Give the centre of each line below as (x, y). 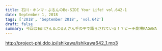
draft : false (19, 24)
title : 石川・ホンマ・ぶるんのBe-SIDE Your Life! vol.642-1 (66, 10)
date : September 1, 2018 (32, 15)
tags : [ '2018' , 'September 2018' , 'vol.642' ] (54, 19)
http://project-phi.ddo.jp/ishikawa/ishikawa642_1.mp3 (62, 43)
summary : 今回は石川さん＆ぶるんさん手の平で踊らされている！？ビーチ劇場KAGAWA (81, 29)
